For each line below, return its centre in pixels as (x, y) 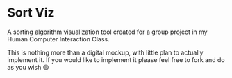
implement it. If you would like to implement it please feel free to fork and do (116, 59)
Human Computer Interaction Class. (58, 39)
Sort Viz (31, 13)
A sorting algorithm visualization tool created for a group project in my (107, 32)
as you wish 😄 (28, 67)
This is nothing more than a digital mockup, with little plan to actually (105, 52)
